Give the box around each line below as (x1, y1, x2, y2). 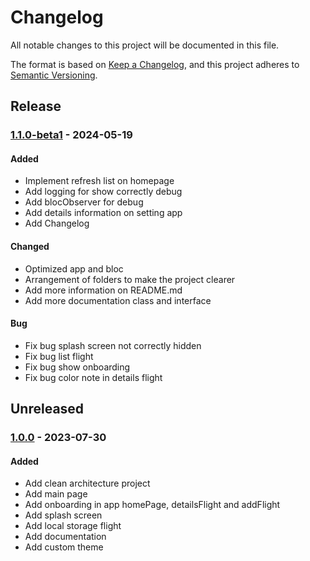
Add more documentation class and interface (24, 294, 212, 306)
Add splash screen (24, 509, 103, 521)
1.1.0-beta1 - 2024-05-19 (10, 128, 133, 142)
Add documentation (24, 531, 107, 543)
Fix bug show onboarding (24, 361, 131, 373)
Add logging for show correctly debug (24, 186, 183, 198)
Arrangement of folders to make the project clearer (24, 273, 236, 285)
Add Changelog (24, 217, 90, 230)
